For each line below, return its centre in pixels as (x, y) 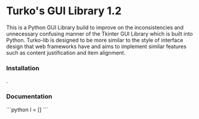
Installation (23, 68)
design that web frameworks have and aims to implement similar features (97, 46)
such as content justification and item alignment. (66, 52)
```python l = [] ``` (27, 109)
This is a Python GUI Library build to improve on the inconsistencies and (95, 27)
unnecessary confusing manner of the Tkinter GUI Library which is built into (99, 33)
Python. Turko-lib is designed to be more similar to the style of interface (95, 40)
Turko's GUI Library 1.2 (64, 11)
